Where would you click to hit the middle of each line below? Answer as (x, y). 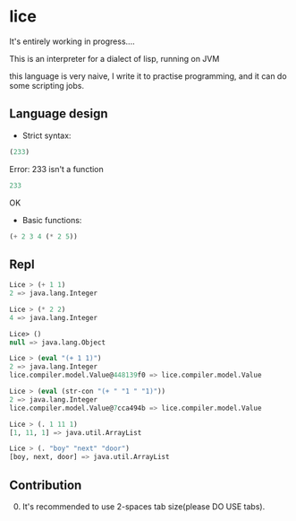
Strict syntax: (47, 135)
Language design (59, 114)
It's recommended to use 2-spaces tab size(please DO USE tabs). (144, 507)
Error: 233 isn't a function (57, 169)
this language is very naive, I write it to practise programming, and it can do (148, 76)
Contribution (46, 485)
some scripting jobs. (47, 85)
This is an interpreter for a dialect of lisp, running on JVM (114, 58)
